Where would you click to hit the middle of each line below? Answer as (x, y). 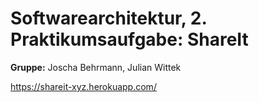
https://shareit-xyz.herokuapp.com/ (83, 86)
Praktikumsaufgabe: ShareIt (129, 39)
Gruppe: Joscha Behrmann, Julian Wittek (96, 67)
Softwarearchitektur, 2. (108, 18)
